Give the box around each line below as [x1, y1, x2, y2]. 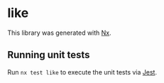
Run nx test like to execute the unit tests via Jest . [7, 67, 158, 76]
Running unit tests [7, 49, 90, 61]
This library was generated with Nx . [7, 28, 111, 37]
